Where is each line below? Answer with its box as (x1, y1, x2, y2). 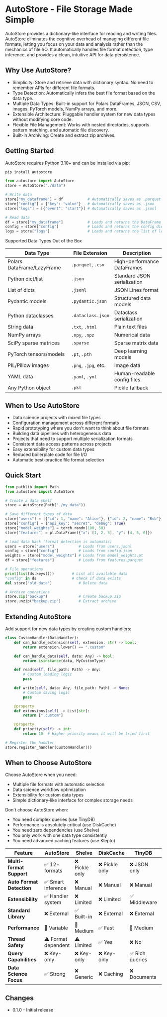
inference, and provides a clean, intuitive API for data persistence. (5, 51, 140, 58)
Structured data (114, 295, 151, 302)
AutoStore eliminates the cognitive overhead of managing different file (5, 36, 149, 42)
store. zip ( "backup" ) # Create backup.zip (5, 594, 121, 599)
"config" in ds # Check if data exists (5, 576, 121, 581)
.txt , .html (71, 324, 97, 331)
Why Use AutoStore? (5, 66, 72, 75)
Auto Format (7, 879, 38, 886)
